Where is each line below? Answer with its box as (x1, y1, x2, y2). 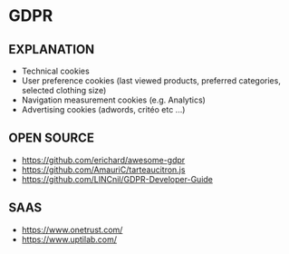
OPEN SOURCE (8, 131, 94, 146)
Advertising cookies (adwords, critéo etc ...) (21, 104, 186, 114)
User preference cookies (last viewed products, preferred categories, (21, 75, 282, 86)
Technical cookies (21, 65, 90, 76)
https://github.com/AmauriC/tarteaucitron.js (21, 164, 186, 175)
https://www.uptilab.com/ (21, 233, 118, 245)
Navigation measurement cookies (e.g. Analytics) (21, 94, 206, 105)
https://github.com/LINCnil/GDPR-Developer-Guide (21, 173, 214, 184)
